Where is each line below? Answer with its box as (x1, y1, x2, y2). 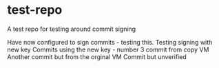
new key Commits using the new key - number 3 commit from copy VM (7, 45, 209, 54)
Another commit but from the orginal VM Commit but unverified (7, 52, 187, 60)
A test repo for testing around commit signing (7, 25, 136, 33)
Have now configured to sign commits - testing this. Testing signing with (7, 38, 213, 46)
